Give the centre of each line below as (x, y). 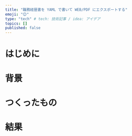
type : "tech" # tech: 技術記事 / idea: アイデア (53, 19)
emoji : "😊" (17, 14)
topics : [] (16, 23)
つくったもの (31, 103)
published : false (23, 28)
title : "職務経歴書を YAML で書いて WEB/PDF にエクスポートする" (66, 10)
